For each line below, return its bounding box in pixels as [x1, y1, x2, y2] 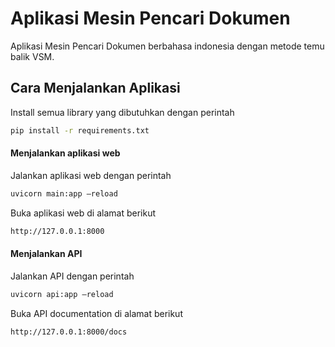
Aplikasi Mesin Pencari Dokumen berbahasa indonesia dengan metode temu [10, 40, 325, 52]
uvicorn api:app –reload [10, 289, 114, 299]
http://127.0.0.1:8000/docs [10, 327, 128, 337]
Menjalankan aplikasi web [10, 147, 121, 159]
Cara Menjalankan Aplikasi [10, 80, 181, 97]
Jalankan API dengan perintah [10, 270, 135, 282]
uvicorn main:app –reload [10, 188, 118, 199]
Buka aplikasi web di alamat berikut [10, 207, 157, 219]
